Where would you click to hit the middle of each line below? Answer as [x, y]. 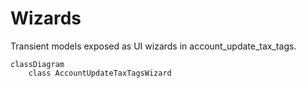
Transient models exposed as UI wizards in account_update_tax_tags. [153, 46]
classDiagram [37, 64]
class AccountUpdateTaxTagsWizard [100, 73]
